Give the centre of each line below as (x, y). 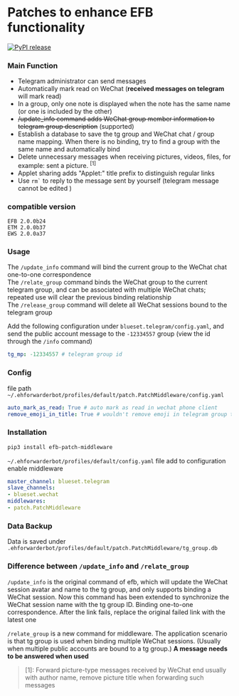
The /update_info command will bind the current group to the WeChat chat (117, 267)
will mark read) (39, 96)
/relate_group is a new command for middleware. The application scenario (117, 633)
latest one (22, 619)
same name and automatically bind (69, 149)
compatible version (42, 206)
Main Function (33, 65)
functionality (46, 27)
